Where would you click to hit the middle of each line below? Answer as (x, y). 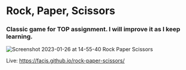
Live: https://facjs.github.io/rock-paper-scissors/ (65, 61)
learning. (20, 36)
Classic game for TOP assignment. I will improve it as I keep (93, 29)
